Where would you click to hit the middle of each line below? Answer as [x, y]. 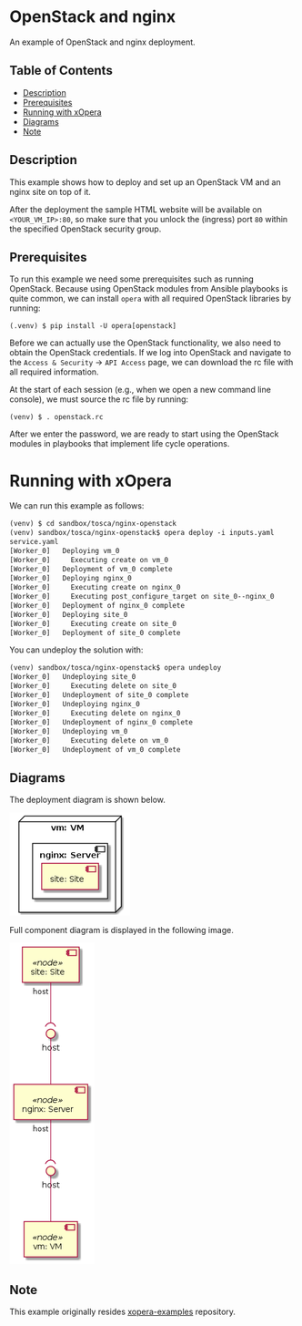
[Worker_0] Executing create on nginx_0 [95, 588]
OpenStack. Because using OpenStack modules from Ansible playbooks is [149, 289]
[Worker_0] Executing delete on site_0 [93, 686]
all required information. [54, 372]
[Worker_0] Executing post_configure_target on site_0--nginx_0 [142, 597]
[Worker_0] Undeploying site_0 [73, 677]
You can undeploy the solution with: [76, 650]
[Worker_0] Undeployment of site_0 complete [99, 695]
